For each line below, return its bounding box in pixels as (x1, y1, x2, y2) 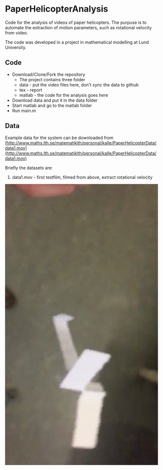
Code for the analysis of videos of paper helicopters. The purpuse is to (5, 19, 147, 25)
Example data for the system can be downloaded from (5, 135, 114, 141)
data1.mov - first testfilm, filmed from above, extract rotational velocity (12, 174, 153, 180)
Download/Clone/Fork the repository (12, 72, 85, 77)
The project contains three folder (19, 76, 85, 82)
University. (5, 44, 27, 50)
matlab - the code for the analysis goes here (19, 92, 108, 98)
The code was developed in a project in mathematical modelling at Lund (5, 39, 149, 45)
